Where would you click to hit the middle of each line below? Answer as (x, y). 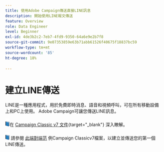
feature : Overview (24, 21)
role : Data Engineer (27, 26)
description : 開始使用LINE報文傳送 (39, 16)
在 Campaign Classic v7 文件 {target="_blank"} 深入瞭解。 (69, 124)
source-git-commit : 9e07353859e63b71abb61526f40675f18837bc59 (71, 42)
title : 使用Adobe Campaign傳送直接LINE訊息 (48, 10)
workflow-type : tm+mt (28, 47)
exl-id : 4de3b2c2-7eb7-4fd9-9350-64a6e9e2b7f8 (54, 37)
